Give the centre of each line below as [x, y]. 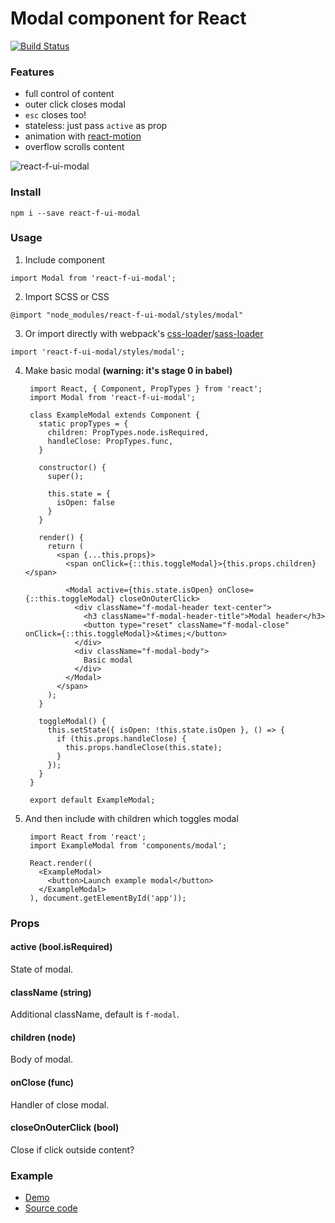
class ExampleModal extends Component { [115, 415]
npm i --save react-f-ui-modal [75, 213]
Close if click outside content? [72, 1149]
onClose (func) [42, 1082]
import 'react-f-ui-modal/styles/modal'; [98, 352]
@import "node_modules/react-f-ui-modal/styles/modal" [127, 315]
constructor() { [72, 467]
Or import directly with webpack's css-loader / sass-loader [144, 333]
